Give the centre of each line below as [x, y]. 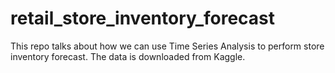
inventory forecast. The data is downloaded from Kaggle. [128, 56]
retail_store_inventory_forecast [143, 18]
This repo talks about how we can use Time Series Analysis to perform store [167, 46]
